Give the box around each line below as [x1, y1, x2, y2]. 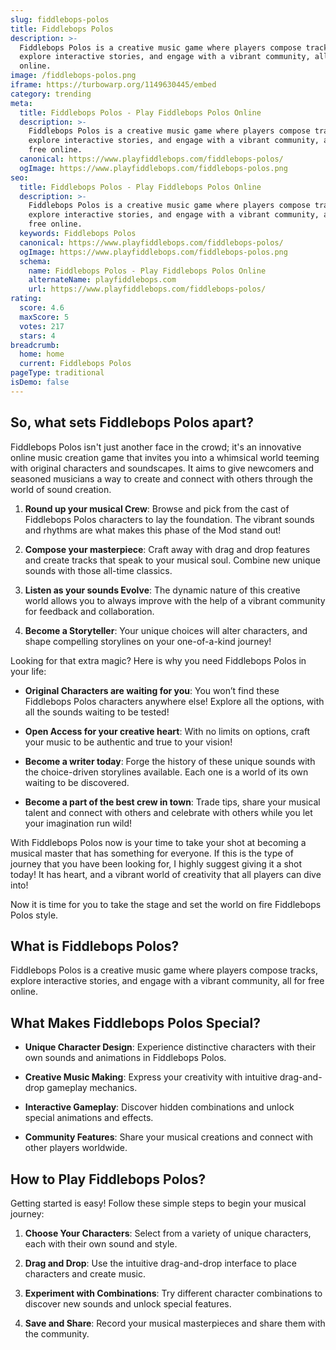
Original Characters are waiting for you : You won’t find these [24, 684, 280, 696]
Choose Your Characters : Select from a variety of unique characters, [24, 1227, 312, 1239]
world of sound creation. [10, 483, 112, 495]
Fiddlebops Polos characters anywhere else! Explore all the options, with [24, 695, 325, 707]
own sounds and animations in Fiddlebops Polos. [24, 1052, 227, 1064]
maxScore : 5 [19, 312, 70, 322]
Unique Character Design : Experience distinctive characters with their [24, 1041, 316, 1053]
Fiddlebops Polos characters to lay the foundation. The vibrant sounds [24, 513, 315, 525]
